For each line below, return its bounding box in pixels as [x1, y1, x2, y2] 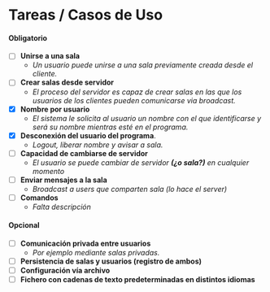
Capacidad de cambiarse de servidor [20, 148, 149, 158]
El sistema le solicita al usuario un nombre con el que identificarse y [32, 113, 262, 123]
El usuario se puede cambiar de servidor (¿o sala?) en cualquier [32, 157, 250, 168]
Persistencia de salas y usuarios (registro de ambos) [20, 256, 202, 266]
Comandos [20, 193, 59, 203]
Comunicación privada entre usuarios [20, 238, 151, 249]
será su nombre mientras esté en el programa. [32, 122, 189, 132]
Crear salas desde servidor [20, 77, 115, 87]
